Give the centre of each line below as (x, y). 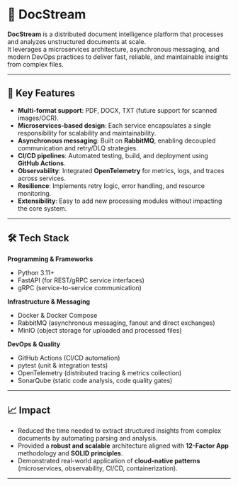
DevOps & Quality (34, 344)
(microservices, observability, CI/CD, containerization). (98, 468)
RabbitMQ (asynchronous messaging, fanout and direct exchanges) (116, 323)
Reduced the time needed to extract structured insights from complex (119, 431)
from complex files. (35, 64)
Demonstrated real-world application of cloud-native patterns (109, 461)
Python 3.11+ (36, 272)
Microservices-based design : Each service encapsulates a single (114, 125)
